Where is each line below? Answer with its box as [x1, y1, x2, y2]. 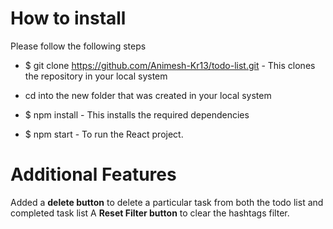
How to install [10, 7, 127, 30]
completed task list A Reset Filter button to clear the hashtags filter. [10, 207, 290, 219]
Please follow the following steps [10, 40, 147, 52]
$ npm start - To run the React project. [24, 128, 184, 140]
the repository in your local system [24, 70, 168, 82]
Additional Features [10, 163, 177, 186]
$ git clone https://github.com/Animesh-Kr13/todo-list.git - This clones [24, 59, 316, 71]
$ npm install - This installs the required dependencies [24, 108, 250, 121]
